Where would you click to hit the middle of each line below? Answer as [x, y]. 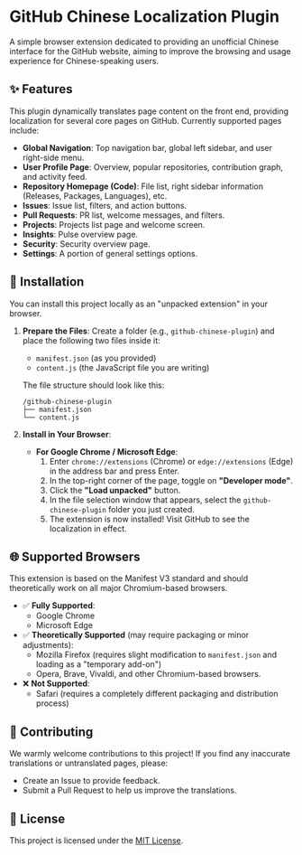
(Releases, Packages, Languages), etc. [95, 195]
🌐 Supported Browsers [75, 556]
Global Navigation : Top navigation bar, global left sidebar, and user [147, 147]
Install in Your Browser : [67, 434]
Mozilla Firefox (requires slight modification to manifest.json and [156, 655]
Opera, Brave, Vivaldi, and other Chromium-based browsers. [148, 674]
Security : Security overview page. [86, 244]
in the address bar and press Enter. [114, 471]
